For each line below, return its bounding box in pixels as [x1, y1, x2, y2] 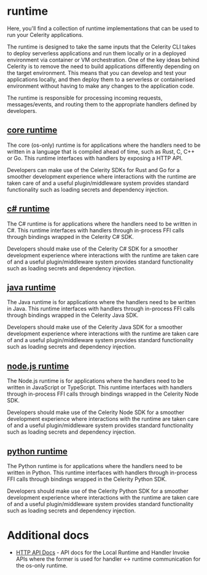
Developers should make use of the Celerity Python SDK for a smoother [7, 487, 189, 495]
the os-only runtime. [15, 561, 68, 569]
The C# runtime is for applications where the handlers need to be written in [7, 220, 197, 227]
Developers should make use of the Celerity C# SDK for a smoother [7, 244, 178, 252]
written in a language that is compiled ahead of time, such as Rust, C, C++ [7, 147, 195, 155]
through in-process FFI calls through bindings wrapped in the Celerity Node [7, 390, 199, 397]
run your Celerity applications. [7, 31, 84, 38]
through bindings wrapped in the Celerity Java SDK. [7, 311, 139, 319]
